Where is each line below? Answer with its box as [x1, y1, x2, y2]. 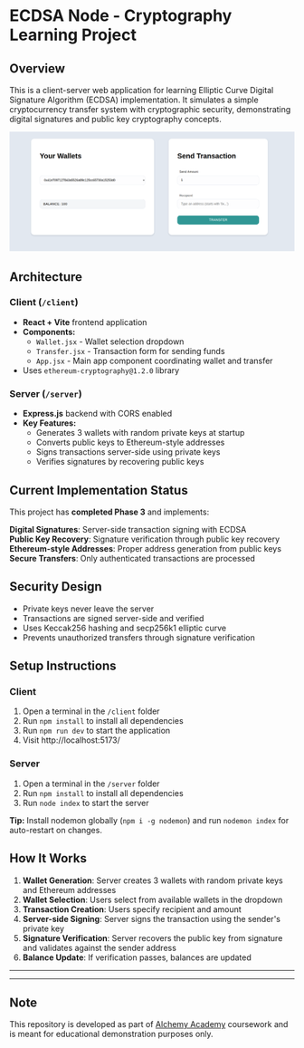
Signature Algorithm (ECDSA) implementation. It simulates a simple [9, 94, 260, 105]
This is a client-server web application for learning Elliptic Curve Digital [9, 85, 274, 95]
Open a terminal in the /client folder [22, 706, 160, 716]
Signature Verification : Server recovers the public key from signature [22, 932, 283, 943]
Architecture [9, 269, 83, 284]
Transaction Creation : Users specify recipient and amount [22, 903, 242, 915]
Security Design [9, 579, 102, 594]
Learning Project [9, 24, 138, 45]
